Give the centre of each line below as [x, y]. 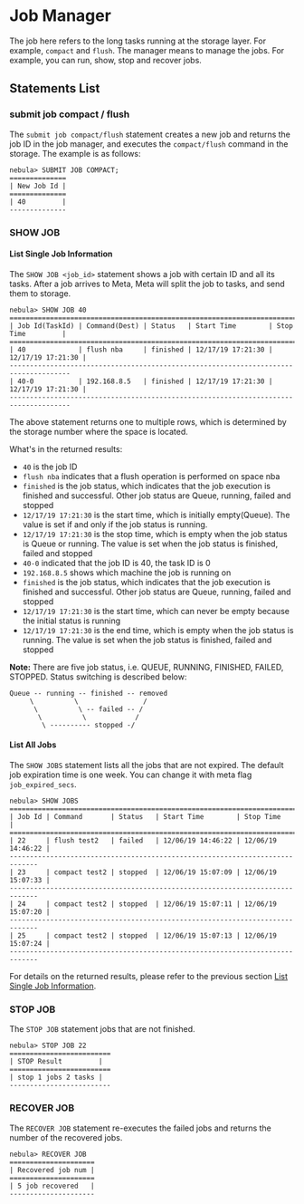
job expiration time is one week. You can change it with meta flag [131, 775]
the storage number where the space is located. [99, 431]
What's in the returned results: [66, 448]
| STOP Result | [56, 1062]
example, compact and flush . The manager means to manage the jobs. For [147, 50]
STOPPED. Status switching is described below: [98, 677]
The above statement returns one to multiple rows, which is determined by [148, 421]
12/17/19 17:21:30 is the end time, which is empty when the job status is [158, 630]
